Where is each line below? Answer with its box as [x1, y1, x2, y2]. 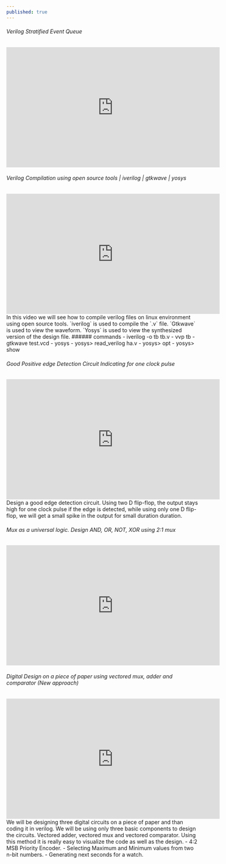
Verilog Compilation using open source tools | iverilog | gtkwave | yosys [6, 175, 187, 182]
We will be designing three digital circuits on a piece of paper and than [6, 818, 184, 826]
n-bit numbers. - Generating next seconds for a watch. [6, 851, 144, 858]
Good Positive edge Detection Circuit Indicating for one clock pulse [6, 360, 175, 367]
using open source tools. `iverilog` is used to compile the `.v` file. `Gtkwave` [6, 320, 196, 327]
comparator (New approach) [6, 679, 79, 687]
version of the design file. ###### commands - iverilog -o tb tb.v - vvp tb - [6, 333, 196, 341]
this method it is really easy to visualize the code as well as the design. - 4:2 [6, 838, 198, 845]
